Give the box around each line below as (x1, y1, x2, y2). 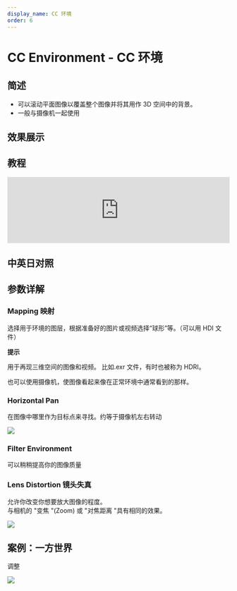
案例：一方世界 (7, 542, 73, 554)
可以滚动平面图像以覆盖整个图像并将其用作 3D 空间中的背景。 (17, 99, 197, 108)
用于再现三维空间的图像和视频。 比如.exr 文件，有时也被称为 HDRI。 (7, 362, 205, 371)
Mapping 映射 (7, 306, 55, 316)
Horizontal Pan (7, 396, 59, 406)
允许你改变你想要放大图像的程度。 (7, 497, 107, 506)
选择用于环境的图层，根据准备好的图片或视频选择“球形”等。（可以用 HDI (7, 324, 214, 332)
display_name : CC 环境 (7, 10, 72, 18)
